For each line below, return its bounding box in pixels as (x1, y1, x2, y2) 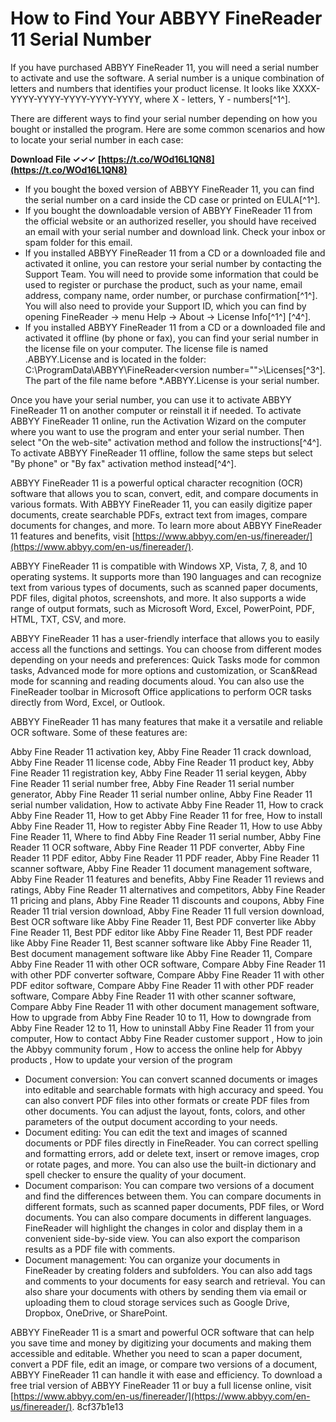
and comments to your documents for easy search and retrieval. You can (24, 1275, 326, 1287)
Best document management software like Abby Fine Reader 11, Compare (10, 947, 313, 959)
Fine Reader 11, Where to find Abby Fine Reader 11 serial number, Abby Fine (10, 830, 322, 842)
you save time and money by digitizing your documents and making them (10, 1337, 312, 1349)
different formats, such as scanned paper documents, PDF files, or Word (24, 1200, 325, 1212)
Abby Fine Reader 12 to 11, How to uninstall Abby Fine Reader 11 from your (10, 1022, 315, 1034)
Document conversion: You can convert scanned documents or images (24, 1073, 318, 1085)
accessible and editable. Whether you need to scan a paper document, (10, 1347, 303, 1359)
